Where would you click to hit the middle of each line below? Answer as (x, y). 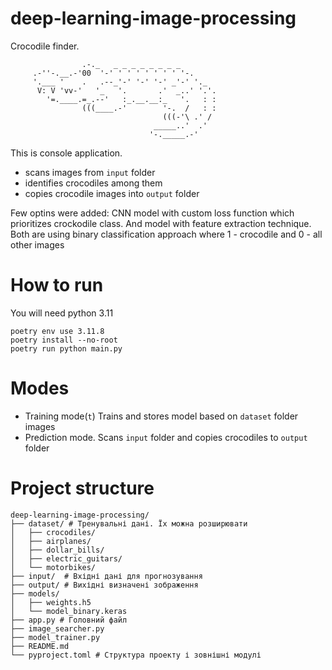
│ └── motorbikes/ (53, 567)
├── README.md (40, 646)
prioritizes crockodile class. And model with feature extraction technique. (161, 223)
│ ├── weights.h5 (51, 602)
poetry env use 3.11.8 (57, 331)
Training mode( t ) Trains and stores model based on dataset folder (161, 416)
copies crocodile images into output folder (112, 193)
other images (37, 244)
